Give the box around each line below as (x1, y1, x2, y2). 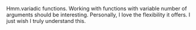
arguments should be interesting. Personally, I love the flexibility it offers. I (6, 11, 191, 18)
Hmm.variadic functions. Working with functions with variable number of (6, 5, 188, 12)
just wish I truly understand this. (6, 18, 87, 24)
